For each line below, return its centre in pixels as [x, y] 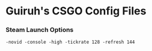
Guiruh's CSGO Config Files [76, 11]
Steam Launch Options [40, 30]
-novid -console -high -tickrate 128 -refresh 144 [70, 42]
